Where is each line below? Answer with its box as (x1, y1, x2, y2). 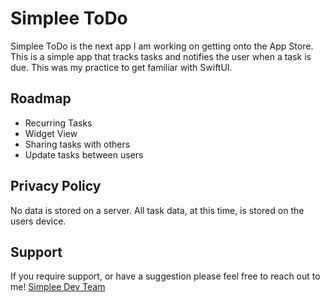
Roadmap (10, 90, 72, 107)
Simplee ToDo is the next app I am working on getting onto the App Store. (10, 40, 314, 52)
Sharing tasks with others (24, 138, 131, 150)
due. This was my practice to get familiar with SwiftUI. (10, 61, 233, 73)
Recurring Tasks (24, 117, 93, 129)
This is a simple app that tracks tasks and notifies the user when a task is (10, 50, 312, 62)
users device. (10, 215, 67, 227)
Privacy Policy (10, 178, 102, 195)
